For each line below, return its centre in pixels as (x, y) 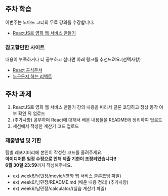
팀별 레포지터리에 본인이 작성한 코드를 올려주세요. (54, 152)
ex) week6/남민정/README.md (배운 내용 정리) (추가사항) (71, 182)
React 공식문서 (27, 70)
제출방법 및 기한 (23, 140)
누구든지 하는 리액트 (32, 76)
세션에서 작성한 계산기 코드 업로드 (46, 126)
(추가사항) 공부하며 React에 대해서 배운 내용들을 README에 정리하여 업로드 (88, 120)
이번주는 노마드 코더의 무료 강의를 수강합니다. (50, 22)
